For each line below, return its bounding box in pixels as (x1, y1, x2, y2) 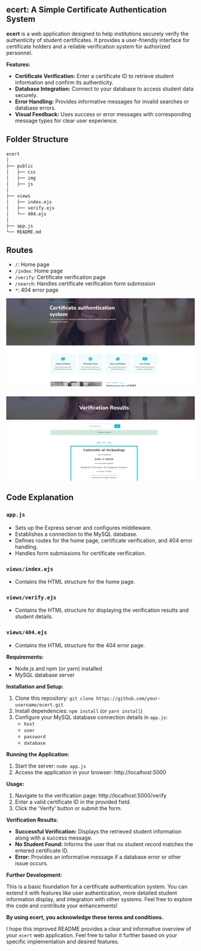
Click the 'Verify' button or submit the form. (14, 804, 123, 811)
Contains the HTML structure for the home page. (14, 578, 136, 585)
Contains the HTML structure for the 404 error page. (14, 641, 145, 649)
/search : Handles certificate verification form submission (14, 280, 156, 287)
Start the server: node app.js (14, 762, 87, 769)
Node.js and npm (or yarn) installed (14, 665, 103, 672)
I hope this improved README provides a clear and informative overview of (6, 925, 191, 932)
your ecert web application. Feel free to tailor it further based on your (6, 931, 178, 938)
